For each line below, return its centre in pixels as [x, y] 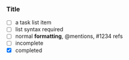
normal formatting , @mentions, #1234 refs [69, 36]
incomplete [29, 43]
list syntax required [39, 29]
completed [29, 50]
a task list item [33, 23]
